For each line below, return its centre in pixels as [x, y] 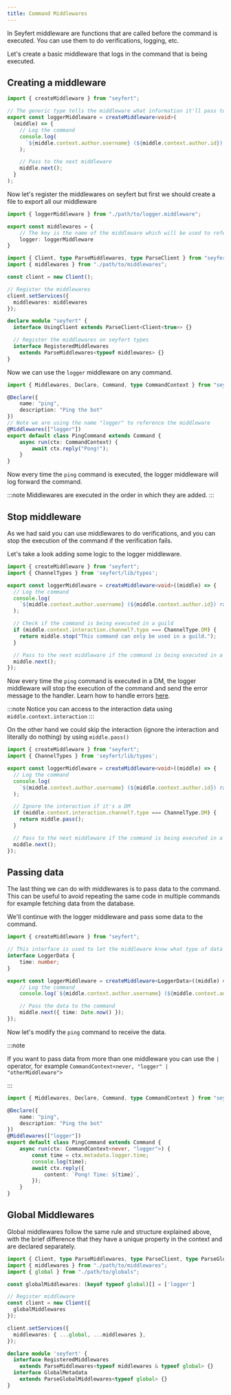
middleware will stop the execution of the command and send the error [108, 689]
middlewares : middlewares [51, 302]
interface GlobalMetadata [51, 1373]
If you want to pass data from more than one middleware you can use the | [113, 1058]
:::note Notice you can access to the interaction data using [90, 709]
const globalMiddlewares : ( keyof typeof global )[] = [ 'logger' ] [101, 1284]
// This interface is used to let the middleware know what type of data [115, 950]
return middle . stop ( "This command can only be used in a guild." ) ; [118, 636]
